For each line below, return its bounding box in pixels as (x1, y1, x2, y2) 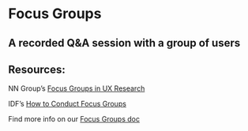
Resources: (8, 62, 66, 76)
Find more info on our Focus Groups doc (8, 114, 141, 124)
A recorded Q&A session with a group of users (8, 36, 241, 50)
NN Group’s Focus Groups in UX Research (8, 84, 145, 93)
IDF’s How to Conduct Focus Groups (8, 99, 126, 109)
